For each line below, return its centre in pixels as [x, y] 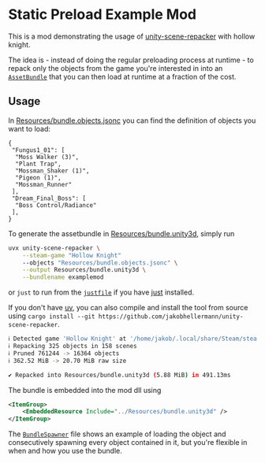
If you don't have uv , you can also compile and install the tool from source [128, 308]
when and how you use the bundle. [65, 451]
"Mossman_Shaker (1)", [52, 171]
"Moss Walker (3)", [47, 157]
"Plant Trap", [38, 164]
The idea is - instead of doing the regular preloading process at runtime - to [131, 60]
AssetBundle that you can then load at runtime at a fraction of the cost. [122, 76]
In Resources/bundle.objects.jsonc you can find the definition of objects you [132, 120]
